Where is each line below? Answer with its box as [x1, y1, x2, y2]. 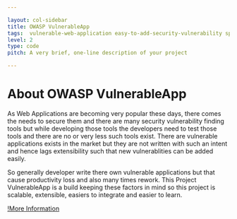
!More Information [7, 204, 60, 213]
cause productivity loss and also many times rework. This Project [7, 175, 197, 184]
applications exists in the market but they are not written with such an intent [7, 139, 228, 148]
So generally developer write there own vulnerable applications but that [7, 167, 215, 177]
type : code [7, 43, 39, 50]
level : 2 [7, 36, 33, 43]
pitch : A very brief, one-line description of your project [7, 49, 188, 57]
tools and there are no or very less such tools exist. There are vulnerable [7, 131, 218, 140]
